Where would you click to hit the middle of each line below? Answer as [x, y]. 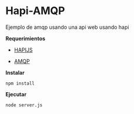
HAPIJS [23, 50]
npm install [20, 83]
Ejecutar [16, 94]
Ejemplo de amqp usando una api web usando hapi [67, 27]
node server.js [24, 105]
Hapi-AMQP [35, 11]
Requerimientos [25, 38]
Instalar [15, 72]
